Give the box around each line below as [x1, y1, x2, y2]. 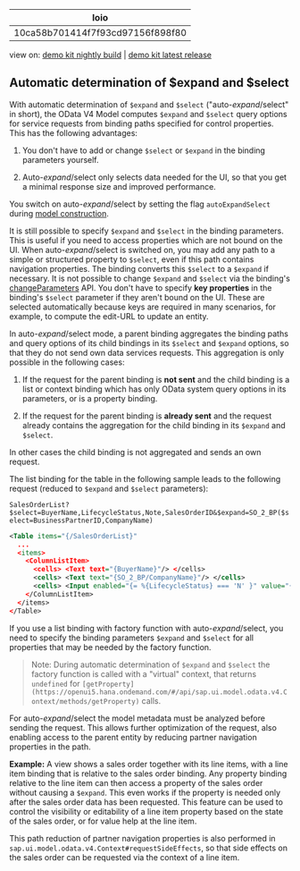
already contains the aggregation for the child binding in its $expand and [21, 419, 286, 430]
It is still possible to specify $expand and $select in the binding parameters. [9, 225, 284, 236]
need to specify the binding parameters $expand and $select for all [9, 632, 254, 643]
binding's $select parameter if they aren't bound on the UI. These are [9, 292, 265, 302]
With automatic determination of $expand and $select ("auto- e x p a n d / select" [9, 98, 289, 110]
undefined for [30, 678, 80, 689]
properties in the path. [9, 741, 91, 752]
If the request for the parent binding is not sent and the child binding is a [21, 374, 290, 385]
